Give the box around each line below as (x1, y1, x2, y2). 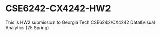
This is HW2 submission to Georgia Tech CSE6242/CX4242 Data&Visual (5, 19, 155, 25)
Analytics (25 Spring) (5, 24, 49, 30)
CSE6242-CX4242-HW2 (5, 3, 111, 14)
